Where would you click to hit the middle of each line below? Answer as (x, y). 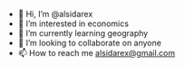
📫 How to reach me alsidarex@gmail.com (97, 53)
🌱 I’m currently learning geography (83, 33)
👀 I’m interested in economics (73, 24)
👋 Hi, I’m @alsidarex (55, 14)
